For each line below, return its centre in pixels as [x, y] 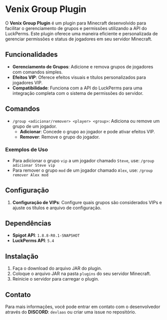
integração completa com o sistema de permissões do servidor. [78, 93]
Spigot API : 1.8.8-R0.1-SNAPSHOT [46, 235]
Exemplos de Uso [27, 150]
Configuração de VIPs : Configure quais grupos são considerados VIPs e [87, 202]
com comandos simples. [38, 72]
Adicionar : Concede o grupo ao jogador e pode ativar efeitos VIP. [87, 131]
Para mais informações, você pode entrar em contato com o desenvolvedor [83, 307]
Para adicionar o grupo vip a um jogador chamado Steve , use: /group [83, 160]
